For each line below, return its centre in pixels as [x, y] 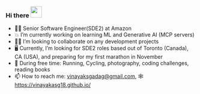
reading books [32, 69]
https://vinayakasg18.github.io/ [53, 85]
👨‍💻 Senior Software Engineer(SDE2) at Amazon [73, 28]
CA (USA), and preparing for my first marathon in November [89, 57]
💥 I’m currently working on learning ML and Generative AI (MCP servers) [104, 35]
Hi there [17, 15]
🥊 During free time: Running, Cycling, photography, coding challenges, [102, 63]
